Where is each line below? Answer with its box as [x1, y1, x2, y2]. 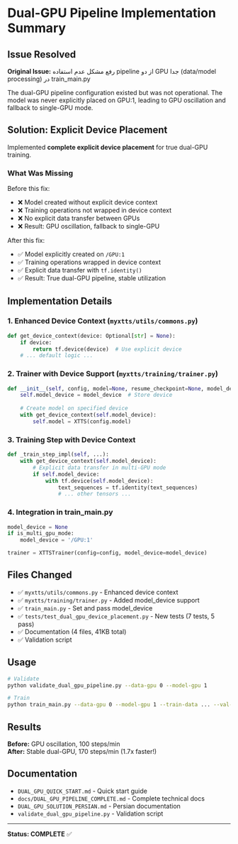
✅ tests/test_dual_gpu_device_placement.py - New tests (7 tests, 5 [17, 612, 215, 620]
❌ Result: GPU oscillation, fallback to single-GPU [17, 222, 160, 231]
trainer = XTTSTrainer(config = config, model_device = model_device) [7, 549, 208, 557]
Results [7, 720, 42, 733]
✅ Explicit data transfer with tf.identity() [17, 266, 143, 275]
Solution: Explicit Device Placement [7, 124, 168, 136]
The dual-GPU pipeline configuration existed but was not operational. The [7, 89, 223, 97]
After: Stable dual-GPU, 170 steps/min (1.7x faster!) [7, 747, 157, 755]
